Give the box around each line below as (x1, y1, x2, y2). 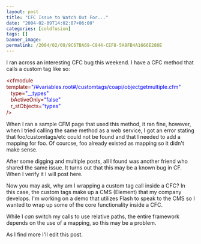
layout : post (6, 8, 39, 15)
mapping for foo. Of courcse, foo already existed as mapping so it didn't (6, 139, 185, 147)
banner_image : (6, 37, 42, 43)
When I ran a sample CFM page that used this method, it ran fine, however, (6, 120, 191, 127)
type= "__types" (10, 90, 49, 97)
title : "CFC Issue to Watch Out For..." (6, 14, 109, 20)
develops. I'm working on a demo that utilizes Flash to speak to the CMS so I (6, 195, 195, 202)
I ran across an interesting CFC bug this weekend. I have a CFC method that (6, 58, 194, 66)
